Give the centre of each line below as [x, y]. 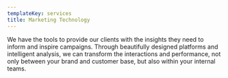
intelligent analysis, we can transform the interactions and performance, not [114, 54]
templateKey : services [39, 13]
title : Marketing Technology [49, 20]
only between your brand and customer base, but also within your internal [111, 61]
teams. [17, 68]
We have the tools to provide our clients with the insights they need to [105, 39]
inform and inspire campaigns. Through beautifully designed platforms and [113, 47]
